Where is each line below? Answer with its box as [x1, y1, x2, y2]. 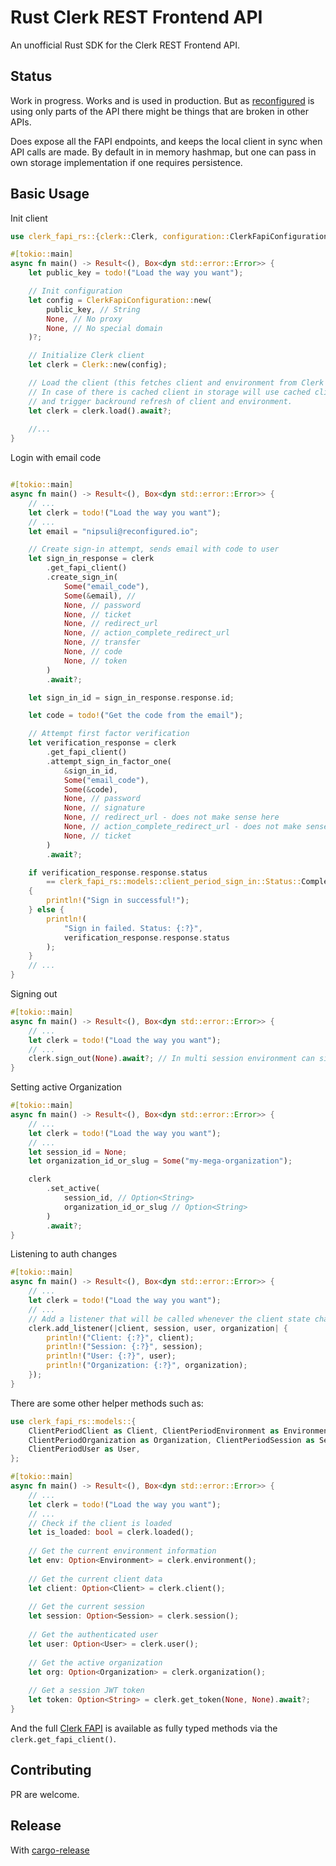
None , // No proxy [46, 314, 123, 324]
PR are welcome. [10, 1788, 80, 1800]
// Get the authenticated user [28, 1630, 159, 1640]
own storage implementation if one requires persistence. [10, 156, 243, 168]
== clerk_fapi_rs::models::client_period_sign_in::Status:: [46, 877, 302, 887]
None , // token [63, 656, 128, 666]
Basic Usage [10, 186, 90, 203]
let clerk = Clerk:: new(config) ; [28, 360, 168, 370]
